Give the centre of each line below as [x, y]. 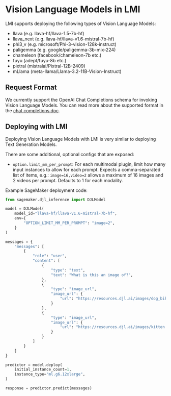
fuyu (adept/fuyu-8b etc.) [39, 60]
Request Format [31, 88]
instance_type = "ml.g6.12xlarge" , [50, 374]
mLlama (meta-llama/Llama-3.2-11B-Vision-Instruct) [67, 71]
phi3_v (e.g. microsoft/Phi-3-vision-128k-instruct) [65, 44]
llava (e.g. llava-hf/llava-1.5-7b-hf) [49, 33]
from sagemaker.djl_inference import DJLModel [55, 200]
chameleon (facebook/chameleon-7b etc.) [57, 55]
